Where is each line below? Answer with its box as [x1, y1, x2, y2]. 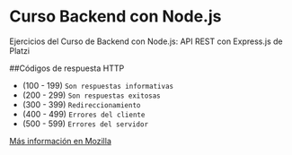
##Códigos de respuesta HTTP [9, 63, 125, 73]
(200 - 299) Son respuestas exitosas [22, 90, 162, 100]
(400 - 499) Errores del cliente [22, 108, 146, 119]
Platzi [9, 45, 30, 56]
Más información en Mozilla [9, 135, 112, 146]
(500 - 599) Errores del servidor [22, 118, 149, 129]
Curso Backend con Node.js [9, 6, 222, 27]
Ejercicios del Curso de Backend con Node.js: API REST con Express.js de [9, 36, 283, 47]
